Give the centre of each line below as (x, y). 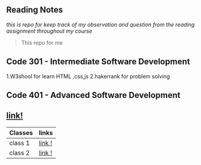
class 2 (20, 152)
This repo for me (42, 42)
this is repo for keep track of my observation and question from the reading (100, 24)
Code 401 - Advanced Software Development (93, 95)
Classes (21, 132)
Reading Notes (35, 10)
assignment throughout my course (49, 31)
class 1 (20, 143)
